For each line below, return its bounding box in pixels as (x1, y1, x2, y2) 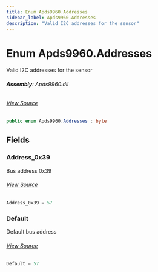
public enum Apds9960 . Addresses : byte (6, 118, 107, 125)
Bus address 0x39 (6, 167, 52, 174)
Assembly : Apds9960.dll (6, 80, 69, 88)
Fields (6, 135, 30, 145)
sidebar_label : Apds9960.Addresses (6, 15, 96, 21)
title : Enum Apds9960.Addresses (6, 9, 88, 15)
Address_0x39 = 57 (6, 200, 53, 206)
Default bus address (6, 228, 57, 235)
